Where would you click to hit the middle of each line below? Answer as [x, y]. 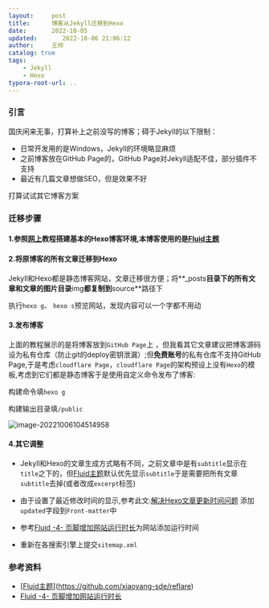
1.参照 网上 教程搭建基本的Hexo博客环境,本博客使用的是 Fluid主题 [114, 239]
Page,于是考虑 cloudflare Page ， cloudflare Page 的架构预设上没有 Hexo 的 [128, 364]
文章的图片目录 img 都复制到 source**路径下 [92, 288]
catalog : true [32, 53]
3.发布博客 [26, 325]
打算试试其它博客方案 [43, 195]
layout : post [37, 16]
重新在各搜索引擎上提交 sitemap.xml [79, 544]
